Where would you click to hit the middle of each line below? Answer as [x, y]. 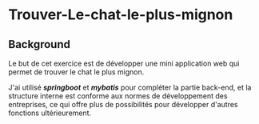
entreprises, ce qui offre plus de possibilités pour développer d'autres [123, 104]
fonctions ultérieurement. [50, 113]
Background [39, 44]
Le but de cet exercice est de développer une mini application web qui [124, 63]
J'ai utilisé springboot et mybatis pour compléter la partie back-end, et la [130, 87]
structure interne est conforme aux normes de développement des [118, 96]
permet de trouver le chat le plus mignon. [76, 72]
